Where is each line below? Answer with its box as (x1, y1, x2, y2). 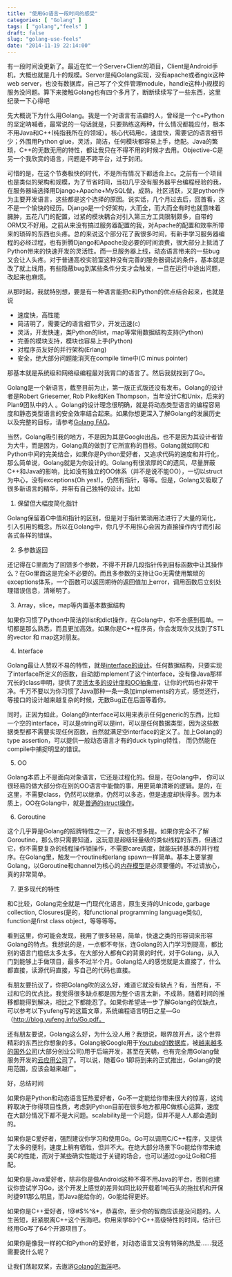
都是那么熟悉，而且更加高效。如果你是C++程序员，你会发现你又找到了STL (12, 625, 224, 632)
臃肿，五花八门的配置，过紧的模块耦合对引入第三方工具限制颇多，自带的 (7, 212, 213, 220)
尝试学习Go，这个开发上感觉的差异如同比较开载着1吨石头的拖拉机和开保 (19, 1184, 224, 1192)
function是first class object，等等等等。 (7, 917, 121, 925)
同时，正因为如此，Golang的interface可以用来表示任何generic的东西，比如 (7, 710, 220, 719)
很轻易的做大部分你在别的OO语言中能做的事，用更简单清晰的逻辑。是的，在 (7, 782, 222, 790)
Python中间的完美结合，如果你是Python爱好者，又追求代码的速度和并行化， (7, 450, 223, 458)
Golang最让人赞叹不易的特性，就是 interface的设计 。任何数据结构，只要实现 (7, 661, 222, 669)
